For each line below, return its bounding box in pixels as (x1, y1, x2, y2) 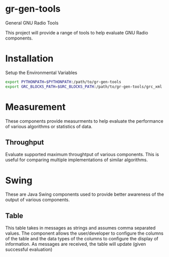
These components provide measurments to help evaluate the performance (5, 118, 163, 124)
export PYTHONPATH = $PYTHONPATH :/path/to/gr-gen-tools (5, 79, 122, 84)
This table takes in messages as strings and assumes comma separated (5, 225, 156, 231)
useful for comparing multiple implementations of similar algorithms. (5, 157, 148, 163)
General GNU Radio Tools (5, 20, 59, 26)
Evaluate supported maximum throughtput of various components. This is (5, 152, 159, 158)
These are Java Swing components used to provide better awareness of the (5, 191, 164, 198)
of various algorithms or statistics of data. (5, 123, 93, 129)
